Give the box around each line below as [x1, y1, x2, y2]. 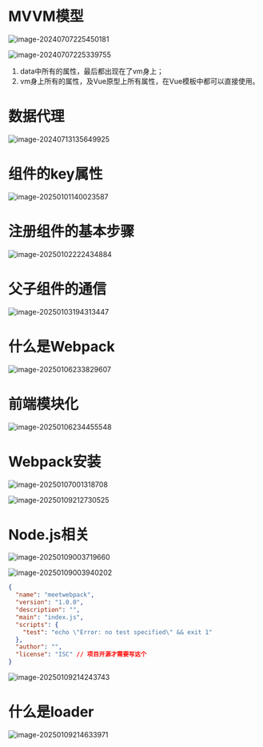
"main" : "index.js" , [15, 613, 84, 621]
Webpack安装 [8, 452, 102, 471]
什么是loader [8, 703, 94, 721]
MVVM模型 [8, 7, 84, 26]
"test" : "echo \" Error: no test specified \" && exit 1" [22, 628, 213, 637]
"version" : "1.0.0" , [15, 598, 84, 607]
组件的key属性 [8, 165, 103, 183]
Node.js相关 [8, 525, 90, 544]
